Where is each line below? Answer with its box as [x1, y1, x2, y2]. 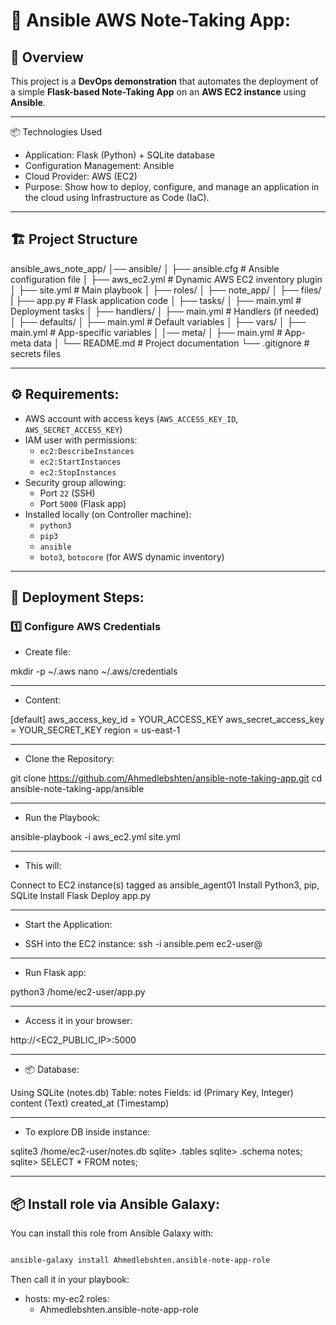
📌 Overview [10, 49, 84, 66]
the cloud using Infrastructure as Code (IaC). [24, 192, 210, 203]
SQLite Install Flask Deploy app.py [10, 890, 152, 902]
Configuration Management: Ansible [24, 160, 175, 171]
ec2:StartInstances [39, 457, 122, 467]
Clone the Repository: [24, 753, 115, 765]
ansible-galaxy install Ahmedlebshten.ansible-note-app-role [10, 1255, 271, 1266]
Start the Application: [24, 919, 113, 931]
